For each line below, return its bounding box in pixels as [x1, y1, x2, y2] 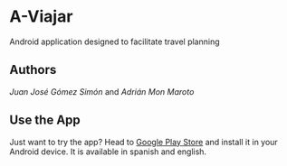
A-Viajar [9, 6, 73, 27]
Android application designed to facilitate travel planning [9, 36, 220, 47]
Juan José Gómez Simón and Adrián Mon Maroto [9, 86, 195, 97]
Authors [9, 62, 57, 78]
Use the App [9, 113, 81, 128]
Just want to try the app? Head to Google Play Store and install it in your [9, 136, 278, 147]
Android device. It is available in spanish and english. [9, 146, 206, 157]
